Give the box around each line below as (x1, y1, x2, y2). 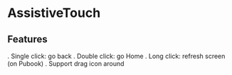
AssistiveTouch (7, 5, 101, 21)
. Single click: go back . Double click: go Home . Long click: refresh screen (7, 52, 226, 60)
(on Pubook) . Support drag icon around (7, 59, 125, 68)
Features (7, 33, 48, 45)
